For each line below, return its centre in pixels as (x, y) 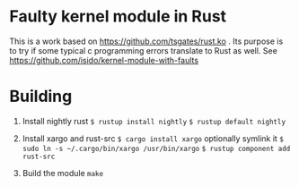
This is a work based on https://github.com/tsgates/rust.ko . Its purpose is (146, 41)
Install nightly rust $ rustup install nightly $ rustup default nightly (154, 121)
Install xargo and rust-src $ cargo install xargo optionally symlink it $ (153, 138)
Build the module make (63, 173)
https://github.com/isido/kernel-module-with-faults (104, 60)
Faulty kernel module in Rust (118, 17)
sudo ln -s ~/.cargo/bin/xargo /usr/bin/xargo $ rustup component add (156, 148)
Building (41, 97)
